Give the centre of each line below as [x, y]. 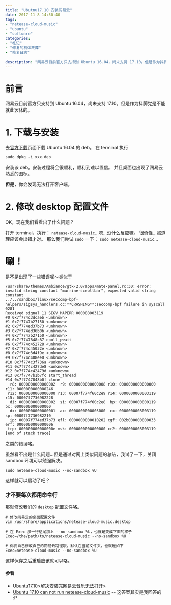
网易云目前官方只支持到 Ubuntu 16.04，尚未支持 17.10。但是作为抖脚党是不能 [85, 104]
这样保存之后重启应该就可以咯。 [39, 561]
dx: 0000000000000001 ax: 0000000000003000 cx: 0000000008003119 [83, 411]
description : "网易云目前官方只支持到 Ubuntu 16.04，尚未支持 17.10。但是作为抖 [84, 62]
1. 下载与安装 [32, 132]
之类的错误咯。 [21, 444]
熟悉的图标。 [19, 174]
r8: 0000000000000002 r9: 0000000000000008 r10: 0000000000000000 [83, 384]
